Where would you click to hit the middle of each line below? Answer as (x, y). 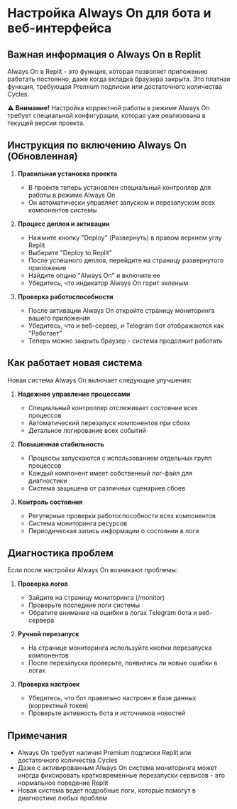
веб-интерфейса (60, 28)
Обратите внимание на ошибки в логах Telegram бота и (112, 613)
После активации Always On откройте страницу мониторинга (121, 310)
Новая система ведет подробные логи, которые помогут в (107, 791)
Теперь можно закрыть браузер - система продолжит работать (125, 341)
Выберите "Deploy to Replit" (70, 252)
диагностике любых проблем (62, 798)
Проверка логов (43, 584)
